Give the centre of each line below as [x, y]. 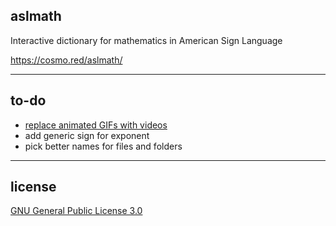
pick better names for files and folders [103, 146]
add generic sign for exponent [87, 135]
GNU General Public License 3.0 [76, 211]
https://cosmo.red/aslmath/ [66, 60]
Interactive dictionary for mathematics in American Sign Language [146, 40]
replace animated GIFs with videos [96, 125]
